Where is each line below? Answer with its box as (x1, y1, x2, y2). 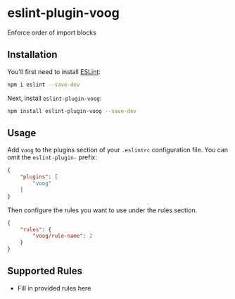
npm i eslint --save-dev (7, 81, 80, 88)
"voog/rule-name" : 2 (32, 233, 93, 240)
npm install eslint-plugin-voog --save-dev (7, 107, 137, 114)
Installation (7, 49, 58, 61)
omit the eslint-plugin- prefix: (7, 153, 97, 161)
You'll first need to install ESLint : (7, 67, 101, 75)
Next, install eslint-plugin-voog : (7, 94, 102, 102)
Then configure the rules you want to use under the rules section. (7, 206, 198, 214)
